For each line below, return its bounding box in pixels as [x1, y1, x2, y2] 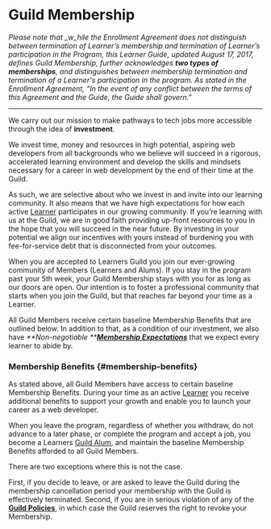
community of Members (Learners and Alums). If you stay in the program [8, 264, 252, 275]
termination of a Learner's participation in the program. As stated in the [8, 75, 248, 85]
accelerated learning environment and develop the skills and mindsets [8, 156, 241, 166]
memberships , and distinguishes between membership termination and [8, 66, 248, 76]
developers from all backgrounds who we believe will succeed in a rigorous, [8, 148, 261, 158]
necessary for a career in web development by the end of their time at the [8, 165, 254, 175]
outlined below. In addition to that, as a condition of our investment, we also [8, 323, 260, 333]
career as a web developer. [8, 405, 99, 414]
